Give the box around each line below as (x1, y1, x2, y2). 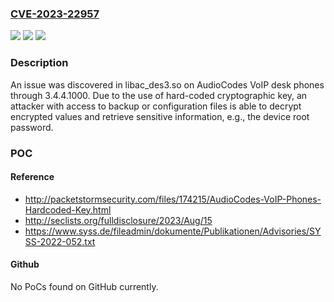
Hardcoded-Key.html (24, 203, 112, 216)
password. (10, 121, 54, 133)
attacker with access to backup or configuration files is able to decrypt (10, 100, 302, 112)
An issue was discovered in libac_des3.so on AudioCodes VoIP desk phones (10, 78, 325, 91)
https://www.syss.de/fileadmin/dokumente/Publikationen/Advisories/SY (24, 225, 322, 237)
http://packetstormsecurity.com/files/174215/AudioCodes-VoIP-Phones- (24, 193, 322, 205)
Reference (10, 171, 55, 183)
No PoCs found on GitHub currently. (10, 280, 159, 292)
